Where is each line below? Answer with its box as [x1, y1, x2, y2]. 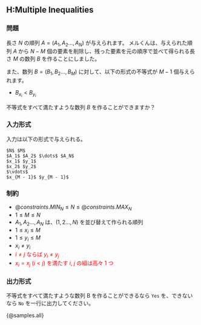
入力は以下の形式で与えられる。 [6, 135, 86, 142]
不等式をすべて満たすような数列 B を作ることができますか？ [6, 104, 156, 111]
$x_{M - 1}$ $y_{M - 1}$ [6, 174, 69, 180]
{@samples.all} [6, 312, 44, 319]
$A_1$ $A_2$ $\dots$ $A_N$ [6, 153, 74, 159]
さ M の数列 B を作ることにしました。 [6, 55, 100, 62]
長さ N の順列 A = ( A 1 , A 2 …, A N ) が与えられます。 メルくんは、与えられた [6, 39, 188, 48]
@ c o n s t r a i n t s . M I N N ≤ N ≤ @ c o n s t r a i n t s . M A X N [15, 203, 132, 212]
